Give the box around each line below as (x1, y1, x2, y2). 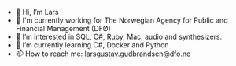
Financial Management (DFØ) (15, 24, 112, 33)
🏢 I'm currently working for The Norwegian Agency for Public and (15, 16, 228, 25)
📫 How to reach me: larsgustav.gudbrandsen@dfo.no (15, 49, 191, 58)
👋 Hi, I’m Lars (15, 8, 59, 16)
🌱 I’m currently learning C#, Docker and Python (15, 40, 169, 50)
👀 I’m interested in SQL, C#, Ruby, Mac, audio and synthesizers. (15, 32, 223, 41)
